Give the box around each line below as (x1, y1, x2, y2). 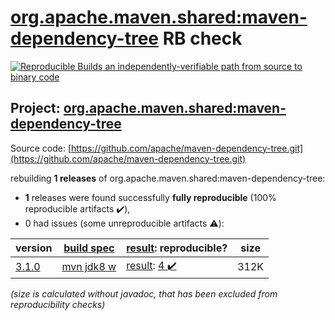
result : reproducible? (126, 241, 228, 255)
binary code (10, 71, 60, 83)
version (15, 241, 53, 255)
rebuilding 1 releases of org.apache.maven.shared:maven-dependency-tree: (10, 172, 326, 184)
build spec (63, 241, 115, 255)
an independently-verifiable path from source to (104, 60, 303, 72)
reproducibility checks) (10, 298, 106, 310)
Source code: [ (10, 142, 72, 154)
